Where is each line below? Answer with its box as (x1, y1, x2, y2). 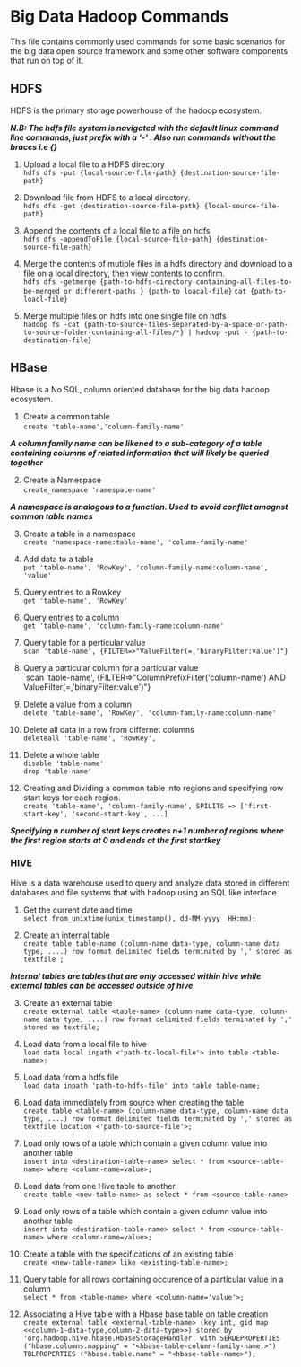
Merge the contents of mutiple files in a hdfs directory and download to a (22, 258, 293, 269)
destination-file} (22, 335, 92, 345)
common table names (10, 510, 93, 522)
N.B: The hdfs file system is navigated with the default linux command (10, 122, 279, 133)
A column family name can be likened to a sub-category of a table (10, 437, 262, 448)
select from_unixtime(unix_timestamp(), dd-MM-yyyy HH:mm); (22, 913, 257, 922)
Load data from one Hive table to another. (22, 1180, 177, 1191)
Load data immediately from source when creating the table (22, 1097, 245, 1107)
